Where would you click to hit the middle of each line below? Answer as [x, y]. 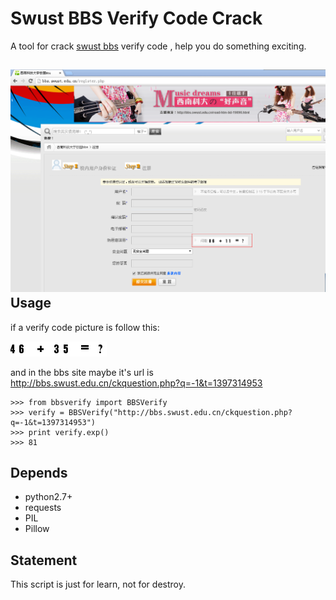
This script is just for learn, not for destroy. [98, 584]
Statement [44, 560]
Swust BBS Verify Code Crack [136, 18]
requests [43, 508]
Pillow [37, 529]
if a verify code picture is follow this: [85, 327]
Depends [39, 472]
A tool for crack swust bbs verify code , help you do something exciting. [158, 46]
